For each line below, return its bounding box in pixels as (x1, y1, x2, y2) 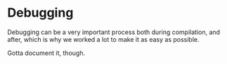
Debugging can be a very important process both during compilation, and (7, 28, 220, 36)
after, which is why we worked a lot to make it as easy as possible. (7, 35, 200, 43)
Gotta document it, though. (7, 49, 86, 57)
